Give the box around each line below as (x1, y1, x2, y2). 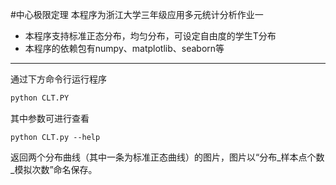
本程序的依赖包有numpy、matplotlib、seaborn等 (24, 43, 225, 54)
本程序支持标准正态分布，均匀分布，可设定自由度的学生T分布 (24, 30, 277, 42)
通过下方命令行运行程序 (10, 73, 107, 85)
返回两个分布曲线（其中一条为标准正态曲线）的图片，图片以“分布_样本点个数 (10, 151, 325, 163)
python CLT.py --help (10, 132, 101, 142)
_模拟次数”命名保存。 (10, 163, 98, 175)
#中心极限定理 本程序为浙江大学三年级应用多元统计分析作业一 (10, 9, 264, 20)
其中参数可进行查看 (10, 112, 90, 124)
